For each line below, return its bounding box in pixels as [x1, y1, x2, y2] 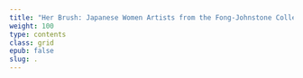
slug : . [9, 55, 39, 64]
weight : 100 [9, 22, 54, 30]
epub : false [9, 47, 54, 56]
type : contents [9, 30, 67, 39]
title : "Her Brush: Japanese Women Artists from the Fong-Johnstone [9, 13, 272, 22]
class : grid [9, 38, 54, 48]
